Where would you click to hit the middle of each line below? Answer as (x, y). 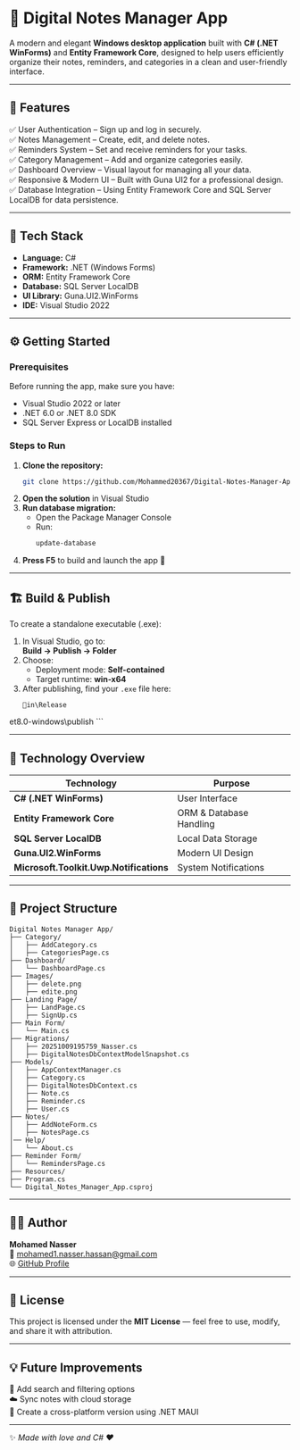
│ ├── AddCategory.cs (54, 945)
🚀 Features (40, 108)
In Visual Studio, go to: (63, 641)
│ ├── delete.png (46, 984)
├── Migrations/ (39, 1038)
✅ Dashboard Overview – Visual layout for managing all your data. (130, 170)
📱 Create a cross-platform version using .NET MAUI (104, 1412)
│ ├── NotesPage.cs (50, 1132)
